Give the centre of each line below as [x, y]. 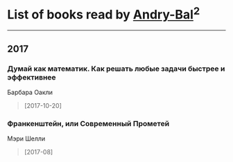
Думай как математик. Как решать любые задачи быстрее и [116, 69]
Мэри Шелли [26, 138]
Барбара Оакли [30, 92]
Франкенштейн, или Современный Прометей [88, 123]
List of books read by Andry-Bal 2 [104, 13]
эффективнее [32, 77]
